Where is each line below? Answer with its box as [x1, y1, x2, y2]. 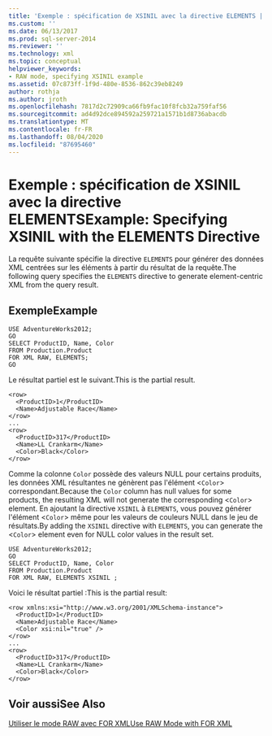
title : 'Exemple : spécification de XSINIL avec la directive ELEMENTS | [8, 11, 264, 20]
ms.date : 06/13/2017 [8, 27, 79, 35]
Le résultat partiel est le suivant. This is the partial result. [8, 375, 196, 385]
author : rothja [8, 87, 60, 96]
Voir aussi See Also [8, 697, 106, 711]
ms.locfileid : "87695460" [8, 140, 96, 149]
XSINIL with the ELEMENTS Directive [8, 227, 261, 246]
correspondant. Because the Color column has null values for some [8, 486, 232, 496]
